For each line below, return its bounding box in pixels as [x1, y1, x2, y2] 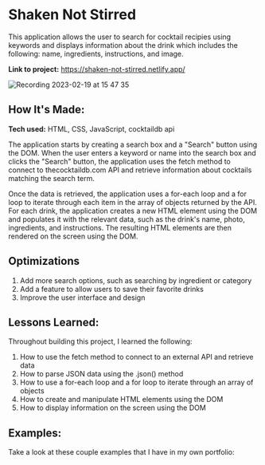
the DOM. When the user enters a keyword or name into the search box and [8, 148, 256, 157]
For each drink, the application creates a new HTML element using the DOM [8, 206, 257, 215]
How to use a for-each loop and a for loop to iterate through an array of [19, 377, 254, 388]
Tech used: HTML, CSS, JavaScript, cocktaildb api [8, 124, 175, 133]
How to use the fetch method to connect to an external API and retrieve [19, 353, 254, 362]
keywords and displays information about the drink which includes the [8, 40, 239, 49]
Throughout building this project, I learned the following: [8, 337, 193, 346]
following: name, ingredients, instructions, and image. [8, 49, 185, 58]
